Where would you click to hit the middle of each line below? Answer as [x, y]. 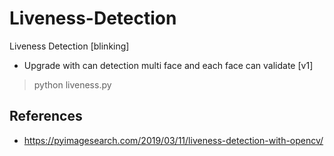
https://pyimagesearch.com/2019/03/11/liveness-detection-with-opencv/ [173, 140]
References [46, 116]
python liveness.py [72, 84]
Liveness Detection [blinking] [69, 46]
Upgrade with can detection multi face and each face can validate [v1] [168, 65]
